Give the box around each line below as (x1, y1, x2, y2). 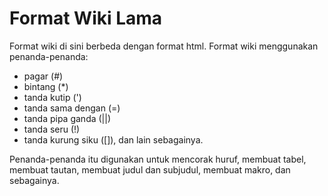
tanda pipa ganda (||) (23, 112, 112, 124)
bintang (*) (23, 80, 69, 92)
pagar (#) (23, 70, 64, 82)
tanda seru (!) (23, 123, 81, 135)
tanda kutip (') (23, 91, 82, 103)
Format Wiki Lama (9, 7, 163, 30)
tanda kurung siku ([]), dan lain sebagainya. (23, 133, 204, 146)
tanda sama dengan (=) (23, 102, 121, 114)
